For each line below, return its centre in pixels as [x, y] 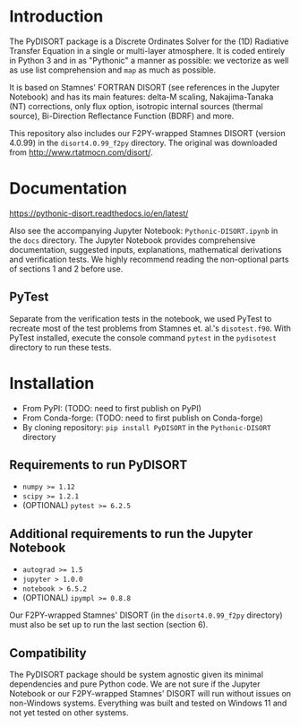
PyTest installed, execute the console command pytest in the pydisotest [143, 337]
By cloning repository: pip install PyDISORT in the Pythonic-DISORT [146, 427]
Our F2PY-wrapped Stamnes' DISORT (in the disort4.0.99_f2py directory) [146, 615]
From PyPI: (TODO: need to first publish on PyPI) [111, 408]
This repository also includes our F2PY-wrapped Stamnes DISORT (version [147, 133]
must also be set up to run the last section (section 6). [109, 625]
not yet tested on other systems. [69, 713]
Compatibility [48, 653]
